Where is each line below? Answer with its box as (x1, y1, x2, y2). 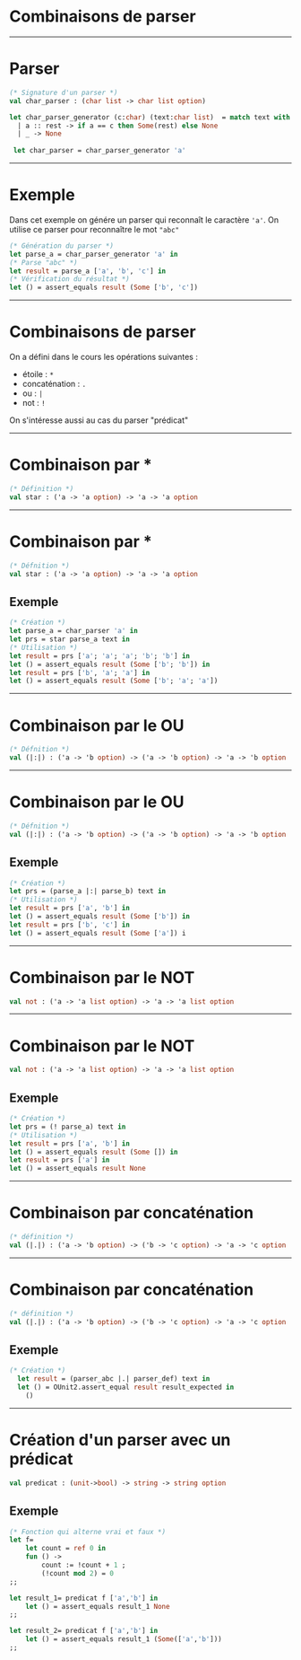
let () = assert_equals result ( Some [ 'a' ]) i (9, 928, 186, 937)
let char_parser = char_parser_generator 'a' (13, 146, 186, 155)
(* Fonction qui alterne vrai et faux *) (9, 1527, 167, 1536)
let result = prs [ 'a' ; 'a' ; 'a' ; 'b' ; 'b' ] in (9, 651, 191, 661)
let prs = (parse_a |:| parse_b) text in (9, 887, 167, 896)
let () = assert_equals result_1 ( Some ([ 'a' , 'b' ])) (25, 1635, 222, 1644)
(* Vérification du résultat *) (9, 275, 130, 284)
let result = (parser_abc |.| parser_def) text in (17, 1375, 211, 1383)
